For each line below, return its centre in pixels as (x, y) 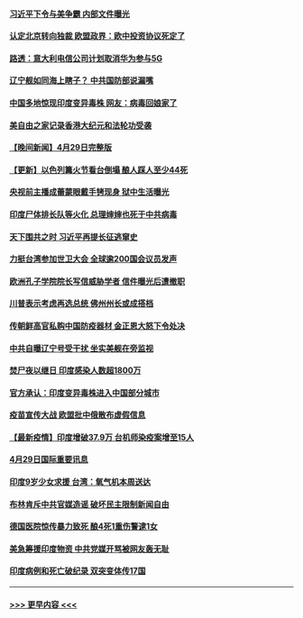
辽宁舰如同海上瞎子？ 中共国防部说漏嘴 (82, 80)
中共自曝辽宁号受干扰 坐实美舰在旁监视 (82, 348)
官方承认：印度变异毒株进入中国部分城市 (84, 393)
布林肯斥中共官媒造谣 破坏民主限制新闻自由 (89, 504)
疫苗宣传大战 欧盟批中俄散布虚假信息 (78, 415)
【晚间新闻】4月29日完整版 (61, 148)
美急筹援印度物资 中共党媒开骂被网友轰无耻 (89, 549)
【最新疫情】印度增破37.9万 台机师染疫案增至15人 (102, 437)
